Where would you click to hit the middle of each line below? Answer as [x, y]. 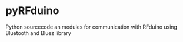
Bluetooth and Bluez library [38, 33]
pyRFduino [32, 11]
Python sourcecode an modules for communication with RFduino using [91, 27]
